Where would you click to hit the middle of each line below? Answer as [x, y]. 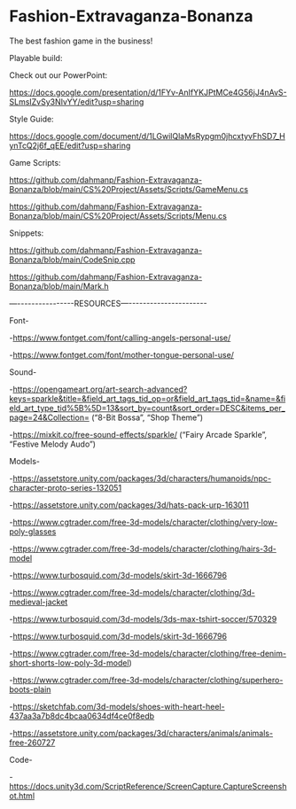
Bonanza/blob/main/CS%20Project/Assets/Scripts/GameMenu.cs [129, 189]
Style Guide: [32, 119]
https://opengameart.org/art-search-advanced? [100, 389]
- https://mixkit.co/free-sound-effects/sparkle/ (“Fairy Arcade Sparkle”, [138, 434]
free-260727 [32, 743]
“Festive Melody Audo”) [52, 444]
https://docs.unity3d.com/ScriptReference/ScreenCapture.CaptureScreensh [148, 786]
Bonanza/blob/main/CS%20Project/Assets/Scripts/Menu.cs [118, 215]
